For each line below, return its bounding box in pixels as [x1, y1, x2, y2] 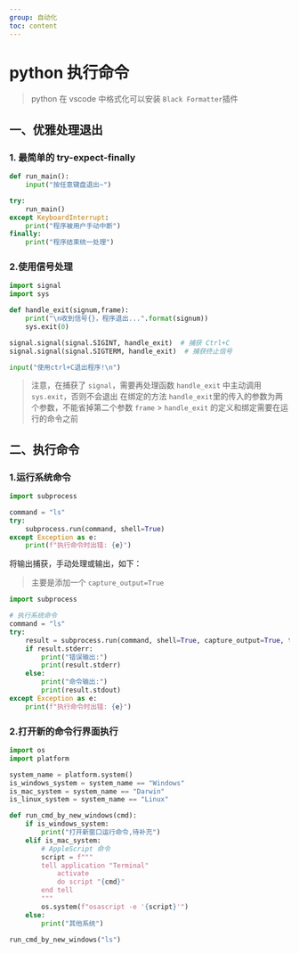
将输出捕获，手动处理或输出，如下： [9, 558, 142, 569]
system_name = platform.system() [9, 770, 133, 779]
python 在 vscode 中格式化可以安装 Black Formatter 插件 [30, 94, 238, 104]
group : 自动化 [9, 12, 58, 22]
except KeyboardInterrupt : [9, 213, 109, 222]
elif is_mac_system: [25, 835, 101, 845]
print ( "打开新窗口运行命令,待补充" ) [41, 828, 161, 837]
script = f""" [41, 852, 93, 861]
